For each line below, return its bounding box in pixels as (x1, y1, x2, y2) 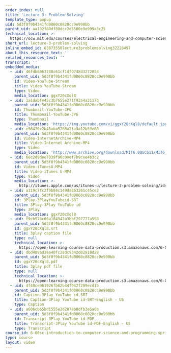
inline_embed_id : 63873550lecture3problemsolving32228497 (5, 45, 131, 51)
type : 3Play (14, 207, 40, 212)
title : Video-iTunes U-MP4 (14, 169, 72, 174)
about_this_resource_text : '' (5, 50, 70, 55)
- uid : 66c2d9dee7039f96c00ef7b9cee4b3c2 (10, 155, 99, 160)
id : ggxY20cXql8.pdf (14, 259, 58, 265)
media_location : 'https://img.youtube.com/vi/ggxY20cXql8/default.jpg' (14, 121, 169, 127)
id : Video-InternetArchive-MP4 (14, 136, 81, 141)
